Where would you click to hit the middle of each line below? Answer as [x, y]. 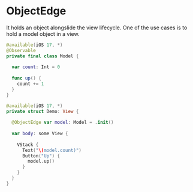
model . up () [41, 161]
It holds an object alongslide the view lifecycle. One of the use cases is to [97, 28]
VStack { [28, 145]
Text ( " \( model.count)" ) [52, 150]
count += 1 [31, 84]
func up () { [27, 78]
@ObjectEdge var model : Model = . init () [63, 123]
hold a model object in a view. [43, 33]
